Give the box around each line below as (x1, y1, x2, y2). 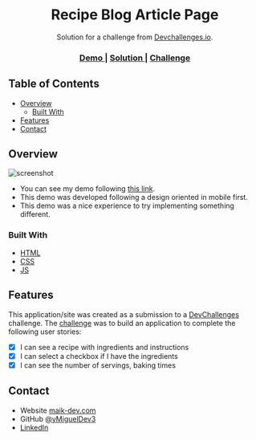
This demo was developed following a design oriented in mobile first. (19, 193, 249, 202)
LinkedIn (19, 422, 49, 432)
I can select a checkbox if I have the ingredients (19, 351, 178, 361)
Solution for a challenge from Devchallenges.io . (56, 32, 213, 42)
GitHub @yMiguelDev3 (19, 414, 96, 423)
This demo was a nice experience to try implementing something (19, 201, 235, 210)
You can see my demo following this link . (19, 184, 155, 194)
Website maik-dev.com (19, 405, 96, 415)
